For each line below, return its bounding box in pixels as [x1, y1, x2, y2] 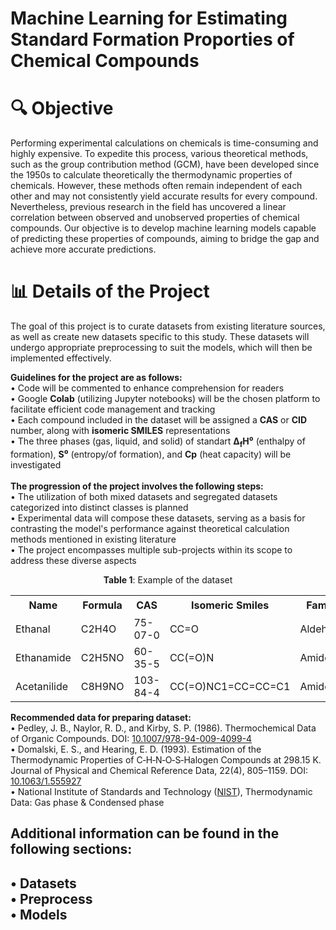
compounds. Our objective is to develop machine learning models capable [10, 222, 317, 234]
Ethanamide [15, 651, 72, 665]
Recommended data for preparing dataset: [10, 712, 192, 724]
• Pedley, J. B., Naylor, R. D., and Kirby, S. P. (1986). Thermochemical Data [10, 722, 317, 734]
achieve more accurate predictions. [10, 243, 157, 256]
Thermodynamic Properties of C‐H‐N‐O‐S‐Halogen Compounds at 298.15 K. [10, 754, 322, 766]
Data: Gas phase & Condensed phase [10, 797, 165, 809]
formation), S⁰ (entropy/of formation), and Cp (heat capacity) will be [10, 448, 292, 460]
